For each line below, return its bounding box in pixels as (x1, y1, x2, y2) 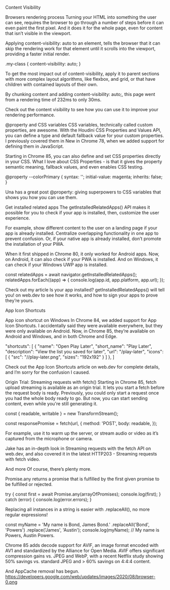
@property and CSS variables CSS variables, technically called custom (5, 122, 153, 127)
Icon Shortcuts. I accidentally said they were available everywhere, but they (5, 322, 163, 329)
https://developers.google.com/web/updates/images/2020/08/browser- (5, 574, 156, 579)
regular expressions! (5, 512, 48, 517)
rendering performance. (5, 112, 56, 118)
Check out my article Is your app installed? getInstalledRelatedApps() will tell (5, 287, 165, 292)
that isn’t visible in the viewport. (5, 30, 72, 36)
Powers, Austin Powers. (5, 533, 55, 538)
